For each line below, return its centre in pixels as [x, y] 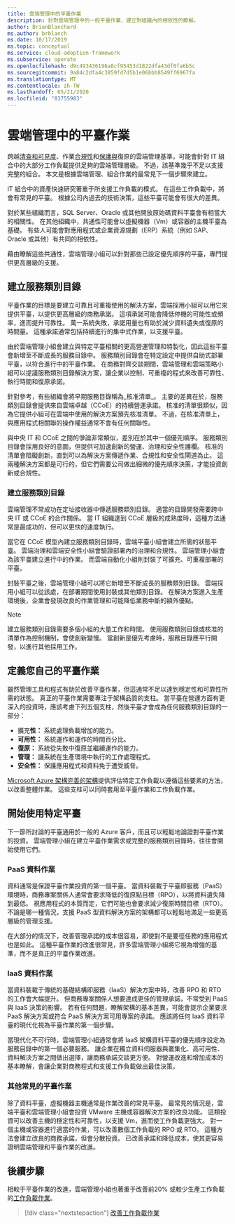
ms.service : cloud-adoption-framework [64, 53]
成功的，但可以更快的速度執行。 [71, 527]
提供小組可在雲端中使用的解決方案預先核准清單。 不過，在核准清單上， [121, 414]
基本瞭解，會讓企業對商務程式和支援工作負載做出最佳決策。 [93, 1066]
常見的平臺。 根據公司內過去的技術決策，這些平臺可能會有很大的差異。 [121, 197]
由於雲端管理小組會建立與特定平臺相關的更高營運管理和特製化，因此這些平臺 [117, 346]
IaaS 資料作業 [30, 973]
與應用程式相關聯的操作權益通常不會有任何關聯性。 [81, 423]
